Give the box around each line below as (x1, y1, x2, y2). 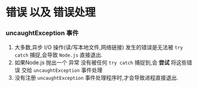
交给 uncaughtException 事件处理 (21, 66, 103, 74)
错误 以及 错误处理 (5, 5, 96, 19)
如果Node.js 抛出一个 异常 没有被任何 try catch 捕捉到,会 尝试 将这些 (14, 59, 187, 66)
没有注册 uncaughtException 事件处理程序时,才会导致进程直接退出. (14, 74, 179, 82)
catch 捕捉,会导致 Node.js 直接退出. (14, 51, 103, 58)
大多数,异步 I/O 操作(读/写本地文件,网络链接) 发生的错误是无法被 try (14, 44, 183, 51)
